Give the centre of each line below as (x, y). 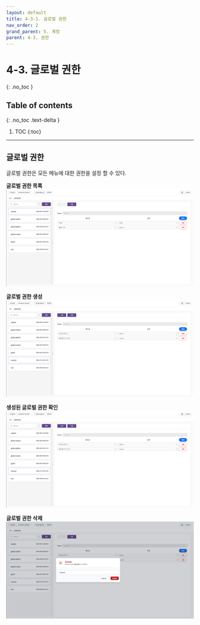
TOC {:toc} (28, 131)
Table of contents (39, 105)
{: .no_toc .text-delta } (33, 120)
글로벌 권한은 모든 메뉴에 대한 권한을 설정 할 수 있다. (66, 173)
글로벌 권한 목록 (24, 186)
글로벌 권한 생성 (24, 296)
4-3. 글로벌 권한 (43, 70)
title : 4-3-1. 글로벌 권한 (37, 19)
